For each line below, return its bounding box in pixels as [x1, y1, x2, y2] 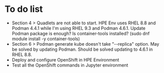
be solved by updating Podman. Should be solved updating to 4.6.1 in [11, 46, 153, 52]
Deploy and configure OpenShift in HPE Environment [11, 57, 119, 63]
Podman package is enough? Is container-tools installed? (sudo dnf [11, 30, 150, 36]
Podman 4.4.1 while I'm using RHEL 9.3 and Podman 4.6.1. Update [11, 25, 146, 31]
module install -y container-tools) [11, 36, 80, 42]
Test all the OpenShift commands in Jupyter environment [11, 62, 128, 68]
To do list [4, 3, 43, 15]
